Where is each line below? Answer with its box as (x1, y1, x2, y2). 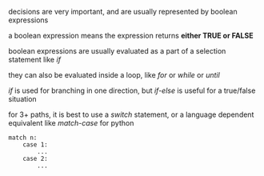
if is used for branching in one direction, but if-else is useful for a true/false (8, 86, 256, 95)
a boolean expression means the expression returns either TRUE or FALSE (8, 31, 254, 40)
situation (8, 94, 38, 103)
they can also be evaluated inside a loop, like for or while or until (8, 70, 220, 79)
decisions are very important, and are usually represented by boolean (8, 7, 238, 16)
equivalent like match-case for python (8, 118, 134, 127)
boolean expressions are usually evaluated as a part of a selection (8, 46, 226, 55)
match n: (8, 134, 38, 142)
